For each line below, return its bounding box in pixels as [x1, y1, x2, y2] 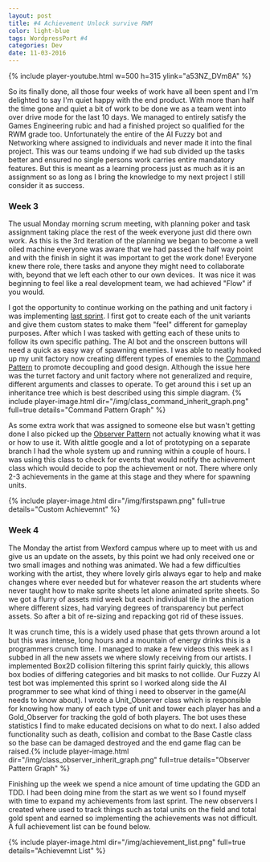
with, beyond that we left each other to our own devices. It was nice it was [8, 270, 256, 280]
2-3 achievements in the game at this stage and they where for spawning [8, 472, 251, 482]
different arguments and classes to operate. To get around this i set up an [8, 379, 252, 390]
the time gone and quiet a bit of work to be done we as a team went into [8, 104, 247, 113]
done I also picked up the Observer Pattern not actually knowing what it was [8, 429, 261, 439]
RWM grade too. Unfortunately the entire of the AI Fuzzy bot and [8, 129, 223, 139]
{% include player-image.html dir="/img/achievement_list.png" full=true [8, 837, 247, 847]
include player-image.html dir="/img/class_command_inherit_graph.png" [8, 397, 249, 406]
